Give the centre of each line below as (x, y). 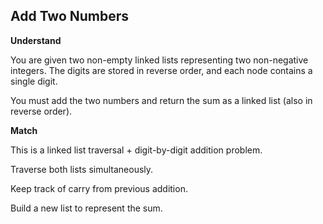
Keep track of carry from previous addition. (99, 188)
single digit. (34, 81)
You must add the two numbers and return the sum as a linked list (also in (161, 100)
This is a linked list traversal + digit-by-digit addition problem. (136, 150)
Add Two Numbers (70, 16)
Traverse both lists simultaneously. (82, 169)
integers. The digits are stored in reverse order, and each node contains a (161, 70)
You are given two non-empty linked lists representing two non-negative (159, 60)
